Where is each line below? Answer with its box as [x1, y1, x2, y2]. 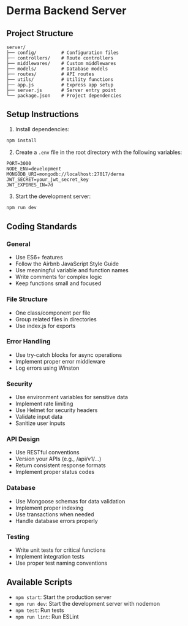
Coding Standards [6, 221, 77, 232]
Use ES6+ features [15, 254, 63, 261]
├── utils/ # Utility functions [6, 77, 114, 83]
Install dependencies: [15, 125, 70, 132]
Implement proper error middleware [15, 357, 106, 365]
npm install [6, 137, 37, 143]
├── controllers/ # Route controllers [6, 55, 114, 61]
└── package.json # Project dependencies [6, 93, 122, 99]
